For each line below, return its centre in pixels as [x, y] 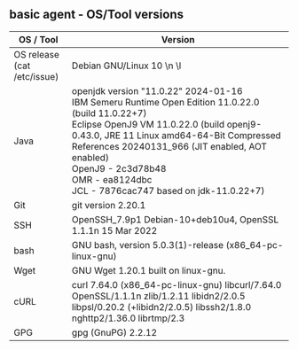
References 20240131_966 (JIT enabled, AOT [169, 146]
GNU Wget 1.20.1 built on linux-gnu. [149, 270]
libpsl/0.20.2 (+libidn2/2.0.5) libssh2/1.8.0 [161, 307]
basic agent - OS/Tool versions [97, 15]
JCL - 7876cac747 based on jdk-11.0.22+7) [168, 191]
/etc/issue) [36, 76]
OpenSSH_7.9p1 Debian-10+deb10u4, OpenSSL [175, 219]
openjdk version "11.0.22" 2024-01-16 [157, 90]
